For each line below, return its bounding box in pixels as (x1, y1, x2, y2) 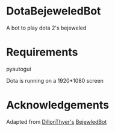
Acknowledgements (6, 98, 110, 112)
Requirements (6, 45, 78, 59)
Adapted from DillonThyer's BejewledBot (6, 118, 107, 125)
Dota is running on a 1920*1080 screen (6, 77, 104, 84)
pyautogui (6, 65, 31, 72)
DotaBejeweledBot (6, 4, 101, 18)
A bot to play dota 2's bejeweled (6, 24, 87, 31)
